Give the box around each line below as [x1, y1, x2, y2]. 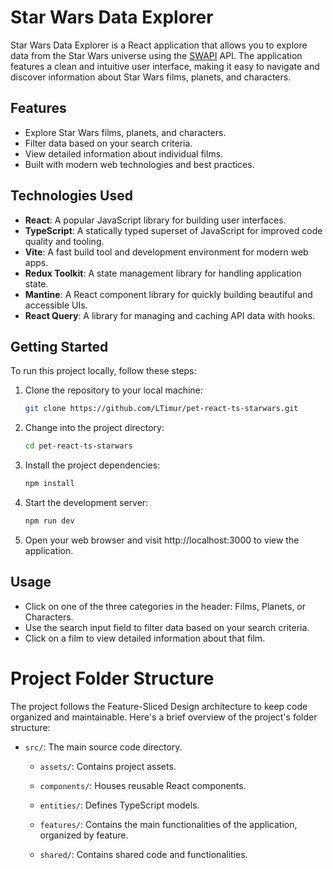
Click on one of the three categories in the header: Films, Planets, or [24, 600, 307, 612]
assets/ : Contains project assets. [39, 760, 177, 772]
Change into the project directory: [24, 422, 165, 434]
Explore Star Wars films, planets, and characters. [24, 126, 227, 138]
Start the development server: [24, 497, 149, 508]
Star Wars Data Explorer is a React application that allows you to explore [10, 39, 308, 51]
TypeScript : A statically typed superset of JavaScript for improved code [24, 224, 323, 236]
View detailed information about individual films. [24, 147, 224, 160]
